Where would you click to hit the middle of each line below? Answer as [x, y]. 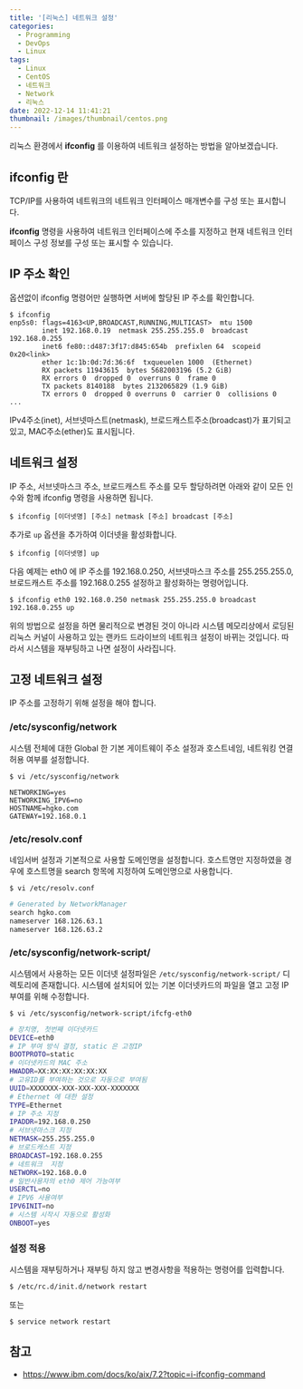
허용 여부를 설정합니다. [49, 759]
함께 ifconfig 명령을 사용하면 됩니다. [90, 497]
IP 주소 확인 [40, 274]
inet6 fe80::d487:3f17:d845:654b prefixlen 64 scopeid [151, 346]
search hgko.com [40, 912]
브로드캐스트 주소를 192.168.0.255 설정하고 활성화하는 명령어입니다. [129, 582]
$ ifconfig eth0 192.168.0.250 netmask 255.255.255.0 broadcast [133, 599]
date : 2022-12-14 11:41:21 [60, 111]
